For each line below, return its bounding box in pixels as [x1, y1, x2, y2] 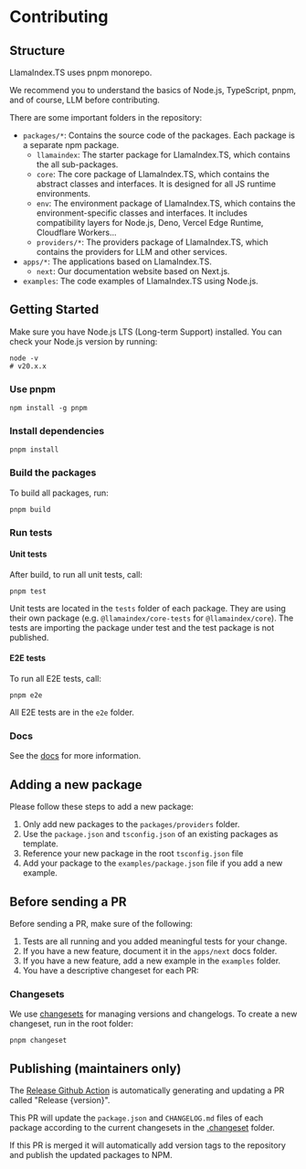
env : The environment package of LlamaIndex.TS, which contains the [36, 198, 296, 208]
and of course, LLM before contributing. [9, 94, 160, 105]
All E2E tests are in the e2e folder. [9, 707, 135, 718]
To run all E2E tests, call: [9, 674, 102, 685]
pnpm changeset [9, 1036, 68, 1046]
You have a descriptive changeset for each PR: [22, 964, 199, 975]
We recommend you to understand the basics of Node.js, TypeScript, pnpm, [9, 85, 297, 95]
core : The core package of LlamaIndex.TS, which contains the [36, 169, 269, 179]
